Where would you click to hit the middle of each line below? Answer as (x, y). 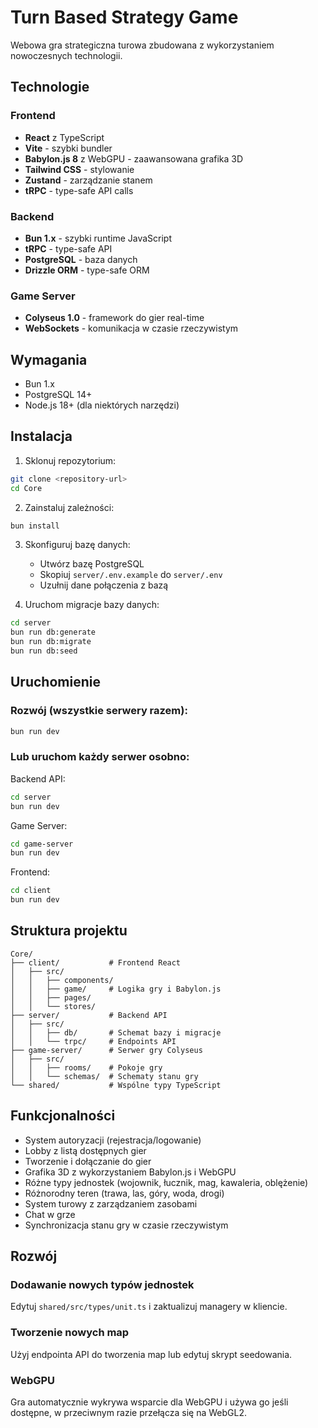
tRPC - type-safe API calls (79, 190)
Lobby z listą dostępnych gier (85, 1150)
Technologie (50, 87)
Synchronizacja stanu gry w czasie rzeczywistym (126, 1225)
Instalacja (41, 436)
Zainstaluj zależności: (69, 507)
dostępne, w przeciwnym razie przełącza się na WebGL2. (129, 1412)
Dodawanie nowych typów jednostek (102, 1285)
